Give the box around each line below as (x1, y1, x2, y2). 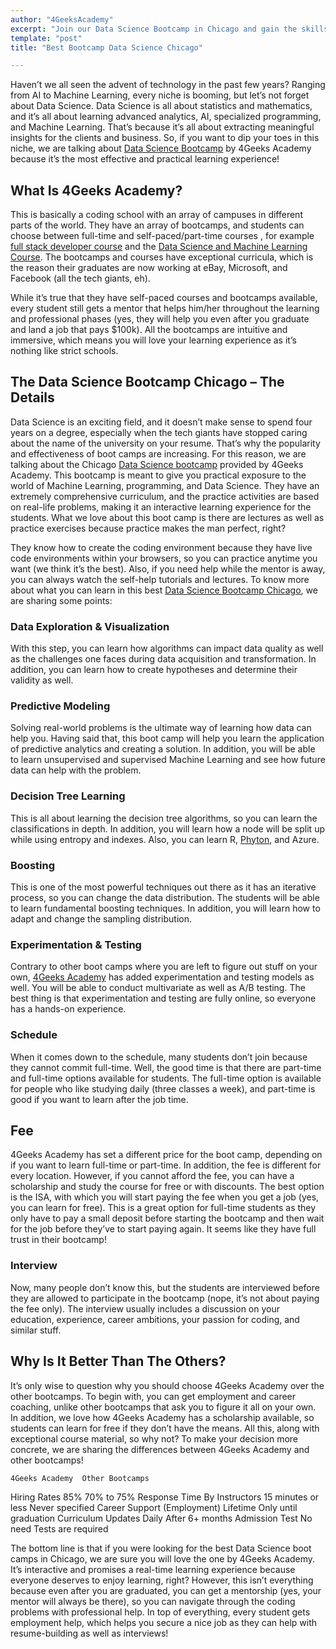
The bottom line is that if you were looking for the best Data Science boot (10, 1542, 312, 1554)
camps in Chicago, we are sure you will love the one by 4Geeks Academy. (10, 1552, 316, 1565)
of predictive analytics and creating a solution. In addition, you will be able (10, 743, 316, 755)
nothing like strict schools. (10, 345, 119, 357)
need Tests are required (10, 1522, 109, 1535)
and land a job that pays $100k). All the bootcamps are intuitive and (10, 324, 288, 336)
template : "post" (10, 33, 83, 43)
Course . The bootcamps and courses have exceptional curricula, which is (10, 251, 314, 263)
